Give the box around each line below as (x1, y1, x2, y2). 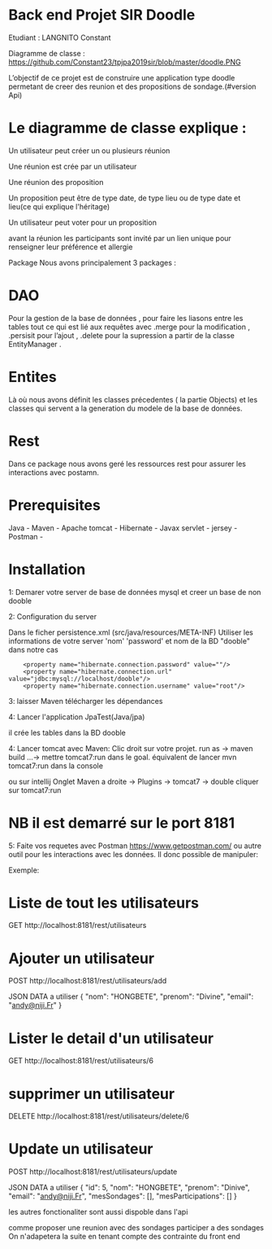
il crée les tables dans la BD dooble (8, 728, 126, 737)
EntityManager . (8, 339, 63, 349)
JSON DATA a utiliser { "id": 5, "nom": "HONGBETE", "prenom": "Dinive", (8, 1183, 250, 1193)
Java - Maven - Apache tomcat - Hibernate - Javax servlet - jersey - (8, 523, 238, 533)
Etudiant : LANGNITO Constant (8, 33, 111, 42)
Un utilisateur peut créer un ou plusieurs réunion (8, 145, 171, 156)
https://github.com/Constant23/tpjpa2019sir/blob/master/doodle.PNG (8, 57, 241, 67)
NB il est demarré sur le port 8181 (8, 813, 235, 832)
